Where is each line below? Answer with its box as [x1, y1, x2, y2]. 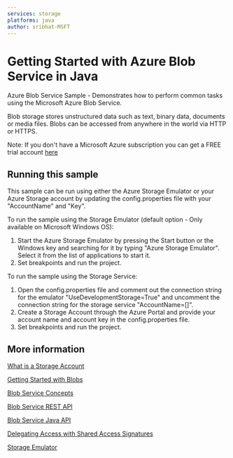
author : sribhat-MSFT [7, 23, 71, 30]
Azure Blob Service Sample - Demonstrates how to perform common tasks [7, 92, 223, 100]
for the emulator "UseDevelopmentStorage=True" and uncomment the [17, 293, 220, 301]
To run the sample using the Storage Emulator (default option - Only [7, 215, 203, 224]
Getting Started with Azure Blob [7, 53, 196, 69]
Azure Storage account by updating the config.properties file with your [7, 194, 211, 203]
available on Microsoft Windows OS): [7, 223, 114, 231]
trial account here [7, 148, 58, 157]
